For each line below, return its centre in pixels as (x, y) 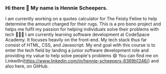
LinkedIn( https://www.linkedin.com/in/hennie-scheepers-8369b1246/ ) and (82, 61)
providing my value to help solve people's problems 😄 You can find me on (82, 56)
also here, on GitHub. (27, 66)
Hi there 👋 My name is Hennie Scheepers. (56, 8)
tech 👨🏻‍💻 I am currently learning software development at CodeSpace (77, 35)
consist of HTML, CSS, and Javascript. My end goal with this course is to (80, 45)
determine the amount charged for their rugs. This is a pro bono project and (83, 24)
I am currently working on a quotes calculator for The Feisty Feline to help (81, 19)
